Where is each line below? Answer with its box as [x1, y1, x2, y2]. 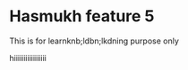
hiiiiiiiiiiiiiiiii [9, 52, 47, 63]
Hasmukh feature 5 [9, 6, 155, 27]
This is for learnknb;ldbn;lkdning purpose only [9, 35, 179, 46]
